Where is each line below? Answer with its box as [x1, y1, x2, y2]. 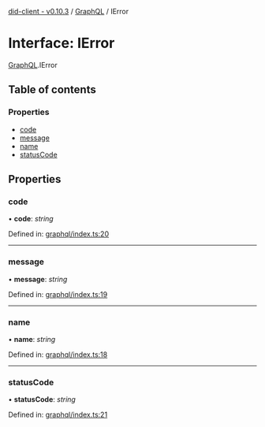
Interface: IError [8, 35, 115, 52]
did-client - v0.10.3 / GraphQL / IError [8, 7, 129, 16]
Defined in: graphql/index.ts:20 [8, 229, 109, 239]
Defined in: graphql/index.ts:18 [8, 350, 108, 359]
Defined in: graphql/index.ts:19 [8, 289, 108, 299]
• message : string [8, 274, 68, 284]
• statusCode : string [8, 395, 77, 404]
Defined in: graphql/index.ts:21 [8, 410, 108, 420]
